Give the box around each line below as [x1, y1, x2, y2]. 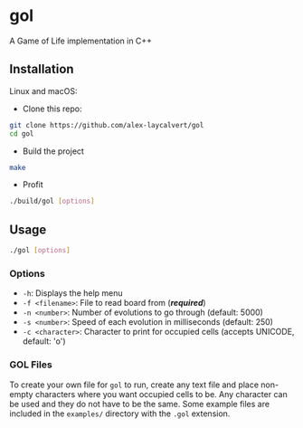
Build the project [22, 146, 84, 157]
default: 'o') [22, 336, 66, 347]
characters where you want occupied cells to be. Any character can [34, 388, 288, 399]
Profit [22, 179, 43, 190]
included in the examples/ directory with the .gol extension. [9, 408, 231, 419]
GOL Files [9, 358, 52, 371]
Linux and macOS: [9, 85, 78, 96]
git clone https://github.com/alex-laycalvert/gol [9, 120, 204, 129]
